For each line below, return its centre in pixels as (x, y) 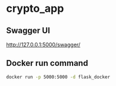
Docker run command (47, 63)
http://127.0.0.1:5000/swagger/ (43, 44)
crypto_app (35, 9)
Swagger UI (28, 31)
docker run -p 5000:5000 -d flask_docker (58, 77)
